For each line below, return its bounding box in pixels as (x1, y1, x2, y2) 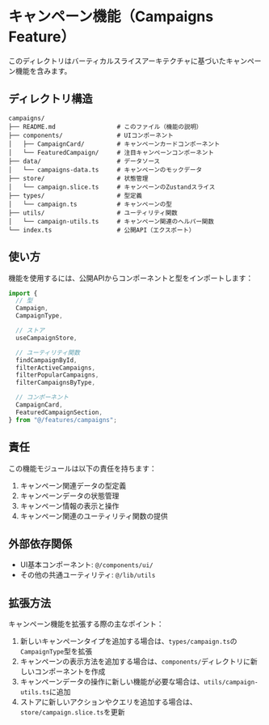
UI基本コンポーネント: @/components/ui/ (19, 560, 153, 569)
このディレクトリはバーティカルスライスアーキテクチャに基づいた (8, 56, 226, 66)
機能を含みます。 (15, 66, 72, 75)
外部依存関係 (8, 536, 73, 551)
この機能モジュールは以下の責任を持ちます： (8, 463, 158, 473)
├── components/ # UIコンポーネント (8, 131, 174, 139)
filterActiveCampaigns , (15, 364, 95, 372)
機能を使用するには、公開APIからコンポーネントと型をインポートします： (8, 273, 254, 283)
